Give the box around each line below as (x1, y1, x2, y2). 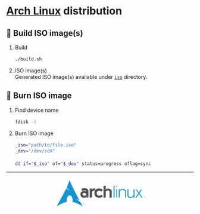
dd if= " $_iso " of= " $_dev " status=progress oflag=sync (14, 161, 151, 167)
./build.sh (14, 56, 42, 62)
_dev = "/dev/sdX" (14, 148, 55, 154)
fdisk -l (14, 118, 37, 125)
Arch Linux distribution (6, 4, 123, 18)
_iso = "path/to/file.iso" (14, 142, 77, 148)
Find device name (14, 106, 59, 114)
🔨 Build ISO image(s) (6, 28, 83, 38)
